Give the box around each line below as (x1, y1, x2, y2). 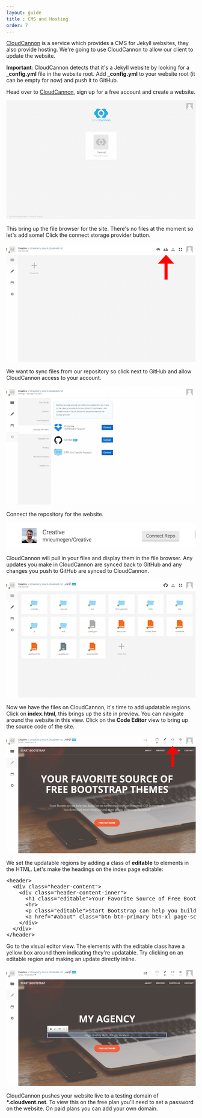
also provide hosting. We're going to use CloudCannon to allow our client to (6, 46, 194, 53)
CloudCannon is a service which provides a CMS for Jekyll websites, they (6, 40, 189, 47)
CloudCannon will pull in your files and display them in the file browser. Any (6, 555, 193, 562)
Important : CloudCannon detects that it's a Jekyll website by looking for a (6, 64, 190, 72)
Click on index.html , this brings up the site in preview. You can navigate (6, 710, 185, 718)
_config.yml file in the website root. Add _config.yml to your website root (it (6, 70, 195, 78)
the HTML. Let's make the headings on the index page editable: (6, 866, 164, 873)
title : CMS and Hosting (6, 16, 69, 22)
